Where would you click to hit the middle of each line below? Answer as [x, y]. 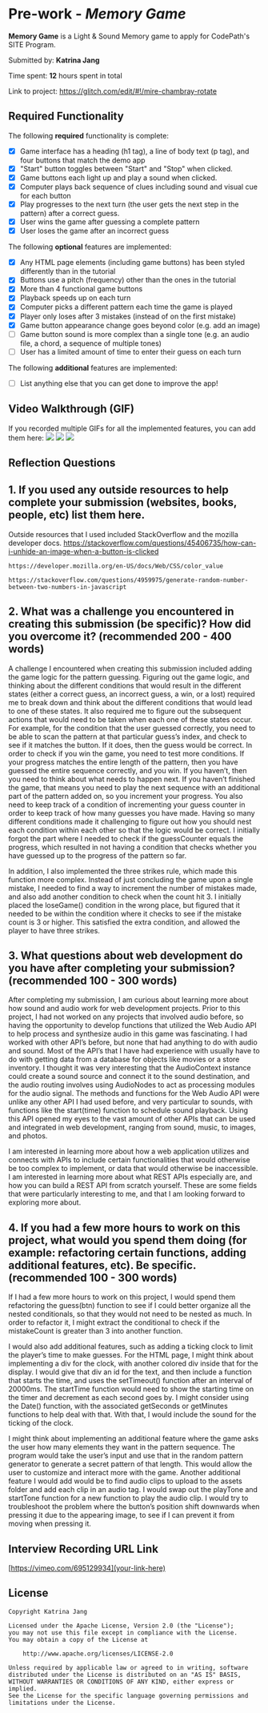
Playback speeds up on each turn [75, 298]
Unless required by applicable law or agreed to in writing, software [128, 1667]
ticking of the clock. [41, 1423]
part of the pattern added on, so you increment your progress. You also [126, 796]
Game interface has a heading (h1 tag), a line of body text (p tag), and [134, 151]
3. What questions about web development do [126, 956]
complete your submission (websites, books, [123, 502]
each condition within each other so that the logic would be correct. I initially [134, 830]
